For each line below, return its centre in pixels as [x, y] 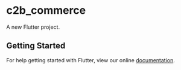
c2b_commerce [46, 10]
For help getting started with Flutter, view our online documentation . [91, 60]
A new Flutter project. [33, 27]
